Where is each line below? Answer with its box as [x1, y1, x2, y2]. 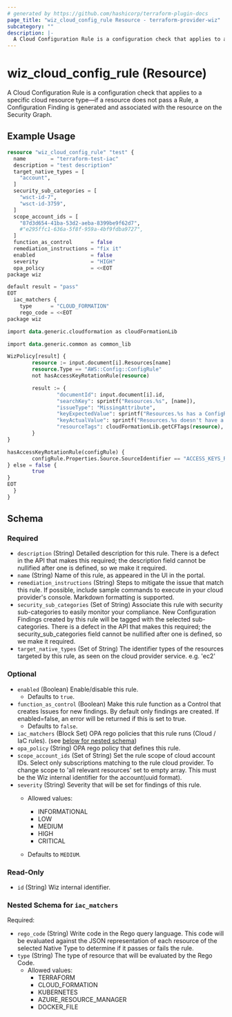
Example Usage [7, 131, 76, 142]
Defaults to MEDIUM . [27, 850, 81, 858]
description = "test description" [13, 162, 113, 169]
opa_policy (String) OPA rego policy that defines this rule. [17, 744, 181, 752]
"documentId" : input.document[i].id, [56, 391, 166, 398]
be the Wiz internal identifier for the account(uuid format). [17, 773, 182, 781]
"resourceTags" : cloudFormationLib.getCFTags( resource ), [56, 423, 224, 431]
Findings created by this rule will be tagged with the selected [17, 615, 191, 624]
